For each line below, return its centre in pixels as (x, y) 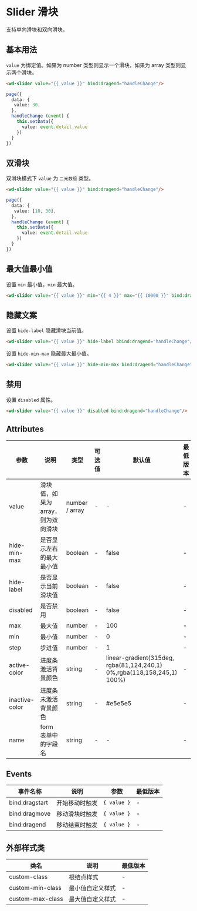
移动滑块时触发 (77, 814)
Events (19, 774)
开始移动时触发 (77, 803)
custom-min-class (35, 888)
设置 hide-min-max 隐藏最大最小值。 (49, 354)
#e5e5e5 (119, 703)
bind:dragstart (29, 803)
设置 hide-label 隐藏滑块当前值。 (46, 330)
